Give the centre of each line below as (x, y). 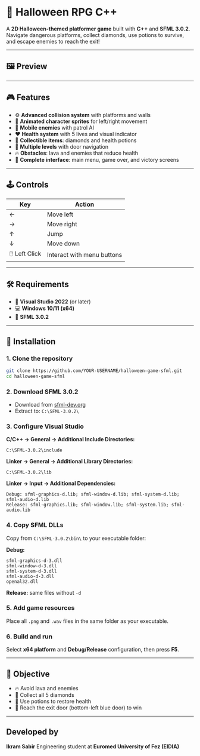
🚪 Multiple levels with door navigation (62, 146)
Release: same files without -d (44, 592)
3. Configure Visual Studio (45, 426)
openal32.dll (22, 582)
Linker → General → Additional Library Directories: (70, 462)
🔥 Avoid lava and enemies (46, 688)
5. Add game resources (40, 608)
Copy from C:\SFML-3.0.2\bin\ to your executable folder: (76, 538)
